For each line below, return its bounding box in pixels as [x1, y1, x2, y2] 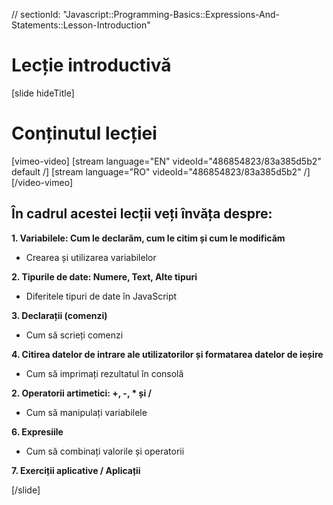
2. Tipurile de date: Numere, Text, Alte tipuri [11, 270, 198, 283]
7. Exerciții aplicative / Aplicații [11, 464, 141, 476]
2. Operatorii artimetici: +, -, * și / [11, 387, 152, 399]
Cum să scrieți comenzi [25, 329, 124, 341]
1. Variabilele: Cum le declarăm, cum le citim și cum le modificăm [11, 232, 286, 244]
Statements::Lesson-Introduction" [11, 19, 151, 31]
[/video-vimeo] [11, 176, 74, 188]
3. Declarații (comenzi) [11, 309, 108, 321]
